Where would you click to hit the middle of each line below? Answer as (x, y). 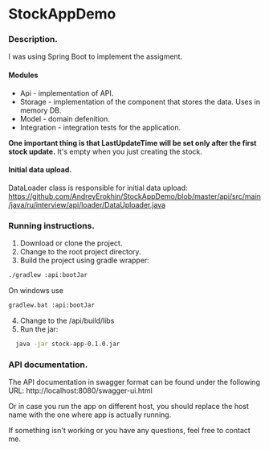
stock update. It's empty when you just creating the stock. (106, 151)
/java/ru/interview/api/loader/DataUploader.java (87, 204)
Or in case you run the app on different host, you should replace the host (128, 407)
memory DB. (41, 110)
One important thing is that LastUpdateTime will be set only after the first (132, 142)
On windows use (36, 291)
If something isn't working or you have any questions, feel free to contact (129, 431)
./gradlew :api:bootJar (48, 275)
